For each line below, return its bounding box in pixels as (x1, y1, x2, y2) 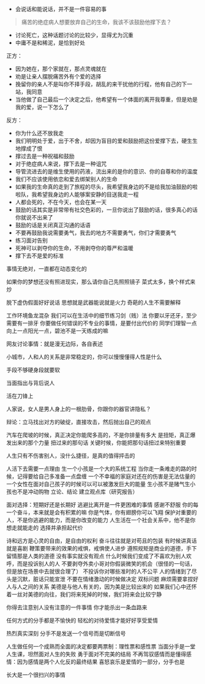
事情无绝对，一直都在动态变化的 (6, 265, 87, 272)
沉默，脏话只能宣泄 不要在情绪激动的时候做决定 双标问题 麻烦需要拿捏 (17, 576, 193, 582)
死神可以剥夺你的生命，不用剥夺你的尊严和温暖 (15, 245, 133, 251)
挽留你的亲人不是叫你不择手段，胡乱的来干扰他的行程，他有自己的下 (15, 80, 187, 88)
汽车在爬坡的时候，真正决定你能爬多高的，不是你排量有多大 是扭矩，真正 (6, 431, 190, 438)
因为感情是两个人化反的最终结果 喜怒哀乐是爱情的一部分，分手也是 (17, 658, 185, 665)
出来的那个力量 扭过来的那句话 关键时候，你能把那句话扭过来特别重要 (11, 439, 187, 446)
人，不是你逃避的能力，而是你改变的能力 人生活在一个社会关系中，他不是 (6, 517, 190, 523)
